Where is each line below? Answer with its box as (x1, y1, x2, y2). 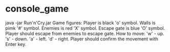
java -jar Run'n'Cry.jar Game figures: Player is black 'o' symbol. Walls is (5, 20, 156, 26)
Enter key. (5, 41, 27, 47)
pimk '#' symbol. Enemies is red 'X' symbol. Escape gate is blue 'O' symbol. (5, 25, 165, 31)
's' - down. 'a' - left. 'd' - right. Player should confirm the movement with (5, 36, 159, 42)
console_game (5, 3, 69, 15)
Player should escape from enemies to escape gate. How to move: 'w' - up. (5, 30, 164, 36)
